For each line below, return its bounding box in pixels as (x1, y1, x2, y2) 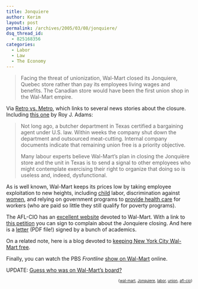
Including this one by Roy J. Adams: (6, 111, 93, 118)
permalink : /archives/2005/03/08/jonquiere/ (6, 25, 118, 31)
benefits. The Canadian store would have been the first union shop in (20, 87, 189, 94)
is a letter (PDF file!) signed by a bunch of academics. (6, 226, 137, 233)
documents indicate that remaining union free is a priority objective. (20, 141, 186, 148)
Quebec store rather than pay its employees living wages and (20, 80, 170, 87)
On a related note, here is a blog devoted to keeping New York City (6, 237, 169, 244)
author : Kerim (6, 14, 41, 20)
